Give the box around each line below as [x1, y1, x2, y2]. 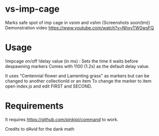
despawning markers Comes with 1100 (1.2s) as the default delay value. [5, 63, 150, 69]
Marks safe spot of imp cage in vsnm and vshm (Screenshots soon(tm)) [5, 20, 151, 25]
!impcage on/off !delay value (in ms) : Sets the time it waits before [5, 58, 138, 64]
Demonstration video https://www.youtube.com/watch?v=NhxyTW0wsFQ [5, 24, 154, 30]
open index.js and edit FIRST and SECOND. [5, 83, 92, 89]
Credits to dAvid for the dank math [5, 126, 75, 132]
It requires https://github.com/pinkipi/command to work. [5, 116, 119, 122]
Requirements [5, 100, 64, 112]
